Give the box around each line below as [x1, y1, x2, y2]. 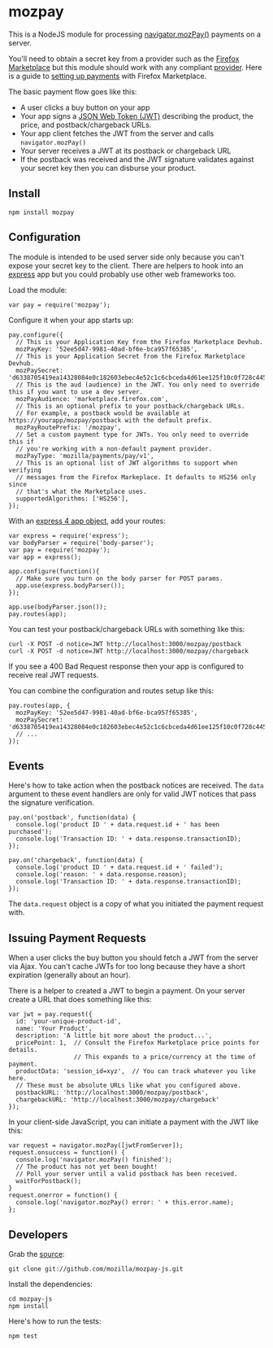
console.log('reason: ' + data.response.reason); [15, 870, 187, 879]
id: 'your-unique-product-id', [15, 1018, 122, 1026]
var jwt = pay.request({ [8, 1010, 93, 1019]
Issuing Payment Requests [8, 931, 146, 945]
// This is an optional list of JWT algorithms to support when [15, 459, 238, 467]
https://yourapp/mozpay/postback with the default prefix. [8, 416, 213, 425]
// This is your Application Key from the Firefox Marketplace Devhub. [15, 338, 264, 346]
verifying [8, 466, 42, 474]
